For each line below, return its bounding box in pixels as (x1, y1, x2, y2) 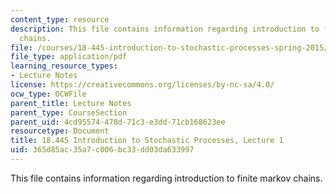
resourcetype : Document (10, 126, 110, 136)
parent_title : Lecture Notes (10, 98, 132, 108)
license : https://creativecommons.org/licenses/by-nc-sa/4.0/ (10, 80, 275, 90)
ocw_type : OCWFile (10, 89, 87, 99)
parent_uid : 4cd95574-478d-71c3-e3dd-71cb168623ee (10, 117, 226, 127)
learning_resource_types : (10, 61, 118, 71)
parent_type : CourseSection (10, 107, 128, 118)
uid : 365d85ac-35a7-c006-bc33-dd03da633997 (10, 145, 195, 155)
